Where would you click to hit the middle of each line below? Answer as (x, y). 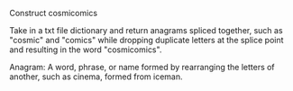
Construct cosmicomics (53, 13)
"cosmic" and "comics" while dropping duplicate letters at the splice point (146, 40)
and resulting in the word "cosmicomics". (86, 50)
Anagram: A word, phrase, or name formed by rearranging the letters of (142, 67)
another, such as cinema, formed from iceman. (96, 77)
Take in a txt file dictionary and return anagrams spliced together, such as (146, 30)
